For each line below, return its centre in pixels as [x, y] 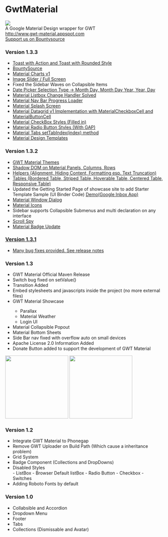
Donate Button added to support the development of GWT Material [81, 348]
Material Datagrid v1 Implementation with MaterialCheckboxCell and [83, 111]
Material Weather [38, 317]
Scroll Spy [23, 221]
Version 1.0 [19, 497]
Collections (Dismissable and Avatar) [51, 529]
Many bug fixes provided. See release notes [58, 250]
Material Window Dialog [37, 200]
